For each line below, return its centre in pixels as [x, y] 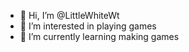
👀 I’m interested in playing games [88, 26]
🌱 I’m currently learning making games [99, 36]
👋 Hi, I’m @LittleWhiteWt [69, 15]
